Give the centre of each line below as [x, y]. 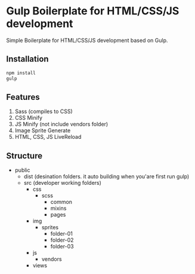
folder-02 [62, 240]
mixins [58, 208]
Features [23, 97]
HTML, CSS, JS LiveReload [48, 137]
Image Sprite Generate [43, 130]
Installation [27, 59]
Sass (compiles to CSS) [44, 111]
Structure [24, 156]
